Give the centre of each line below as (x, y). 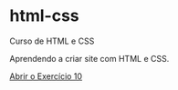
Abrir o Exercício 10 (46, 76)
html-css (44, 16)
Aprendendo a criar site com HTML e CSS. (89, 58)
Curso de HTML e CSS (52, 41)
